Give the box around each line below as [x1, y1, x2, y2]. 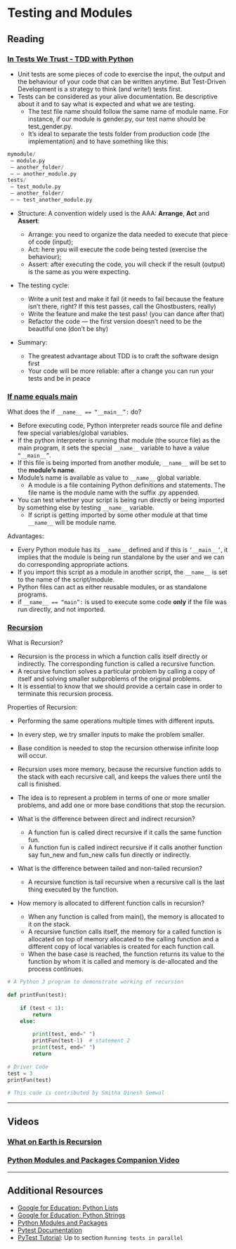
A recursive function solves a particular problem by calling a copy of [17, 667, 216, 676]
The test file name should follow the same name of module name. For [27, 107, 229, 115]
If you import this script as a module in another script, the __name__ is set [17, 568, 228, 577]
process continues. [27, 964, 84, 974]
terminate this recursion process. [17, 690, 114, 698]
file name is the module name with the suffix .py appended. [27, 488, 200, 497]
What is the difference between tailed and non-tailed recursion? [17, 864, 202, 872]
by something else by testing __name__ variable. [17, 504, 155, 512]
